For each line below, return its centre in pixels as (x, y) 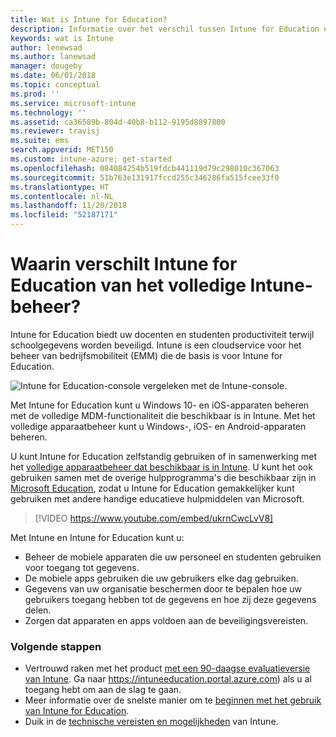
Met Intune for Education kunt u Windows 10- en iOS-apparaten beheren (160, 405)
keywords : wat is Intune (62, 38)
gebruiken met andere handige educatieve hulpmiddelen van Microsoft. (157, 498)
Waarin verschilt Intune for (124, 264)
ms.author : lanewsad (53, 57)
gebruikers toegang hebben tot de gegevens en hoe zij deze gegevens (170, 599)
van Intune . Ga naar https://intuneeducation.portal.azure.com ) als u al (168, 679)
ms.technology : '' (48, 112)
